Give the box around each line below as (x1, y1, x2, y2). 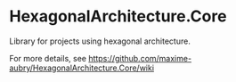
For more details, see (9, 53, 87, 63)
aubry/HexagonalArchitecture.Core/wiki (9, 62, 154, 73)
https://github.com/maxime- (88, 53, 192, 63)
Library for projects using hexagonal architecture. (9, 36, 191, 46)
